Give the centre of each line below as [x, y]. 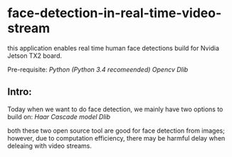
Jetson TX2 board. [35, 56]
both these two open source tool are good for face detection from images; [116, 131]
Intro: [20, 92]
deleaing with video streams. [50, 146]
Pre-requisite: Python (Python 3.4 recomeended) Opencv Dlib [98, 69]
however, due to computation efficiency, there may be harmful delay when [116, 138]
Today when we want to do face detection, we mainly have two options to [115, 109]
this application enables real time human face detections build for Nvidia [113, 48]
